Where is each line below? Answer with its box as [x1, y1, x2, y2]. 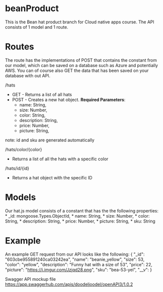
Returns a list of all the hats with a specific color [12, 156, 109, 162]
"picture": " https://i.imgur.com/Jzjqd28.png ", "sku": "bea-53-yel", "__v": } [5, 267, 152, 273]
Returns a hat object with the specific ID [12, 174, 92, 180]
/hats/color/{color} [5, 146, 42, 152]
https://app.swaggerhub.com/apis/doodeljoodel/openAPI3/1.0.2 [5, 281, 133, 287]
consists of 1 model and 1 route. [5, 24, 69, 30]
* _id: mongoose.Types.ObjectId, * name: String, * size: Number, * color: [5, 213, 150, 219]
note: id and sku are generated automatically [5, 137, 95, 143]
